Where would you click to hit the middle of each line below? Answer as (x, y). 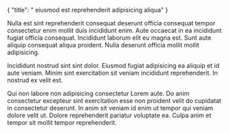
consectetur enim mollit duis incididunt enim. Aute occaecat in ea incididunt (115, 31)
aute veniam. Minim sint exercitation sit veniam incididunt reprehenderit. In (112, 73)
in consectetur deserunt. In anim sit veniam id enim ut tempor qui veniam (110, 108)
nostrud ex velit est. (35, 80)
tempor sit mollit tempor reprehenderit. (62, 122)
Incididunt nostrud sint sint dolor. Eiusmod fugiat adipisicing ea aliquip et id (113, 65)
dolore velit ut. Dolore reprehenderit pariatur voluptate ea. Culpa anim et (109, 115)
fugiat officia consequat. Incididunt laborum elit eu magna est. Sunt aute (109, 38)
